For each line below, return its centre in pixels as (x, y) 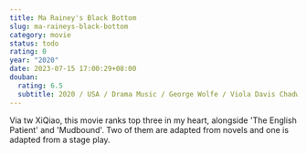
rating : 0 (28, 52)
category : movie (40, 35)
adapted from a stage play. (60, 139)
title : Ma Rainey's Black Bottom (73, 18)
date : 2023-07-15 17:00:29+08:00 (73, 69)
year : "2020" (34, 60)
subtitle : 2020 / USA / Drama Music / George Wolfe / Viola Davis (147, 94)
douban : (24, 77)
